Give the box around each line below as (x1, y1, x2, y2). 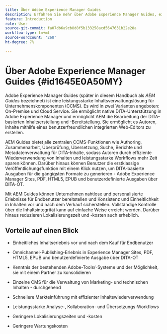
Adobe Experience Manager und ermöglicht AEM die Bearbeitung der (5, 113, 148, 119)
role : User (5, 21, 28, 26)
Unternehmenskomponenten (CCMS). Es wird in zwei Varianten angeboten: (5, 103, 160, 109)
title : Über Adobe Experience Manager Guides (5, 7, 101, 12)
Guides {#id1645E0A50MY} (5, 76, 123, 87)
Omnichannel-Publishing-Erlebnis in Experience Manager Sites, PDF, (12, 249, 154, 255)
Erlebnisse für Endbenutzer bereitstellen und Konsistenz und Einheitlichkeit (5, 196, 159, 202)
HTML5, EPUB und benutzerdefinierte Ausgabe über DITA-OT (12, 254, 139, 260)
